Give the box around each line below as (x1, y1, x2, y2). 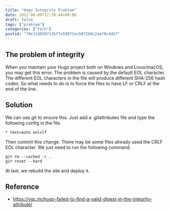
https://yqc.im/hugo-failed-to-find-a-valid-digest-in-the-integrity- (12, 196, 153, 202)
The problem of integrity (5, 50, 85, 59)
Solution (5, 101, 33, 109)
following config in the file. (5, 120, 61, 126)
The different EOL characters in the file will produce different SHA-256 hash (5, 75, 165, 81)
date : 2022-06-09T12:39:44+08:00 (5, 12, 77, 17)
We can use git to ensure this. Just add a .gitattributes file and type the (5, 114, 155, 121)
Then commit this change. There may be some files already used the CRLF (5, 139, 163, 145)
